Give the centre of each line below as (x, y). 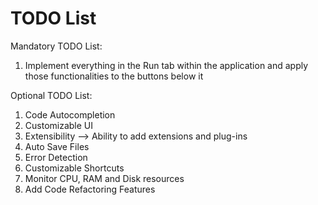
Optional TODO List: (51, 95)
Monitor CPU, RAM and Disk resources (104, 178)
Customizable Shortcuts (74, 168)
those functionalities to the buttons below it (114, 76)
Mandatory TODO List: (56, 46)
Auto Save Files (57, 146)
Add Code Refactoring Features (90, 189)
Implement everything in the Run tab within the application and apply (166, 65)
